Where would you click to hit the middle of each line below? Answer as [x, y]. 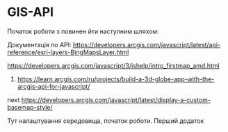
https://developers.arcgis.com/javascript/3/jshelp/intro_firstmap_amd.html [114, 65]
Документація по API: [39, 44]
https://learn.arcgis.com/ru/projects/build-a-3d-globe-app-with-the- [116, 79]
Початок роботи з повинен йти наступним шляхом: [83, 31]
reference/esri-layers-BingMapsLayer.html [68, 52]
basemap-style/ [30, 107]
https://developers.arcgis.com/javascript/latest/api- [147, 44]
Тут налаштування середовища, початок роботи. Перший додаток [106, 121]
